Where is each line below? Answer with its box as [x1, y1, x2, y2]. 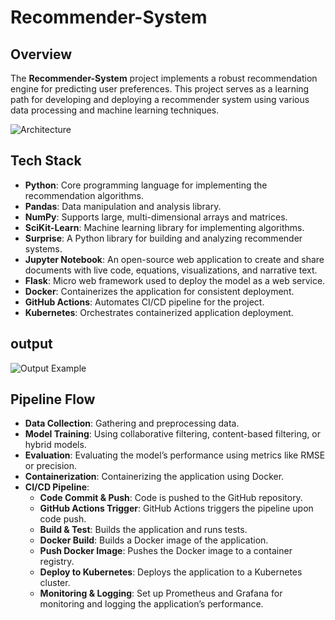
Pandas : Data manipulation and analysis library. [24, 200, 222, 212]
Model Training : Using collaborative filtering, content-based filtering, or [24, 428, 321, 440]
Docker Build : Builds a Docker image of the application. [39, 534, 269, 546]
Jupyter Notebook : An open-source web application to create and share [24, 253, 325, 265]
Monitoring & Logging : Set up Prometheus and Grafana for [39, 587, 283, 600]
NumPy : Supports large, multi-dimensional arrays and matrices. [24, 211, 288, 223]
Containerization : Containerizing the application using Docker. [24, 471, 285, 483]
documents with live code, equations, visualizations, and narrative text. [24, 264, 318, 276]
